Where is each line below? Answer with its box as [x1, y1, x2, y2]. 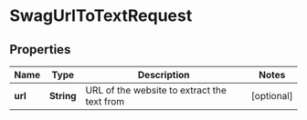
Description [137, 69, 190, 81]
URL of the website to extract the [85, 84, 227, 96]
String [48, 90, 77, 102]
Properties [9, 42, 71, 57]
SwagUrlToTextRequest [9, 5, 193, 26]
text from [85, 95, 125, 107]
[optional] [250, 90, 293, 102]
